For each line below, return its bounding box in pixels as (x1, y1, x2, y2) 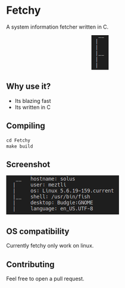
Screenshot (6, 159, 51, 170)
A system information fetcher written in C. (6, 23, 109, 30)
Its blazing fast (14, 97, 52, 104)
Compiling (6, 121, 46, 131)
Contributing (6, 259, 55, 270)
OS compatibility (6, 226, 70, 236)
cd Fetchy (6, 137, 31, 143)
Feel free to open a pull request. (6, 275, 85, 282)
